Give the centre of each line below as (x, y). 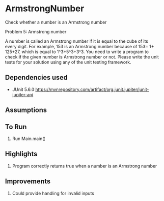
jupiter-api (23, 94)
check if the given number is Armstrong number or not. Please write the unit (82, 57)
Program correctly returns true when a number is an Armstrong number (84, 166)
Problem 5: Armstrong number (36, 31)
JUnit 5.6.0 (23, 89)
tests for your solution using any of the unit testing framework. (68, 62)
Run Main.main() (29, 139)
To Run (16, 127)
